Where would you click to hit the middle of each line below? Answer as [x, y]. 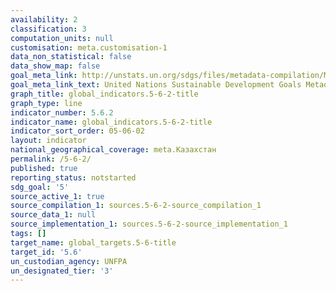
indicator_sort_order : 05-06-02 [77, 131]
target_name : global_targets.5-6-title [93, 242]
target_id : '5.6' [46, 252]
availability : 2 [44, 19]
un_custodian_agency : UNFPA [69, 261]
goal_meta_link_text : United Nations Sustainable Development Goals [156, 85]
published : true [44, 168]
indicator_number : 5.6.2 [62, 112]
